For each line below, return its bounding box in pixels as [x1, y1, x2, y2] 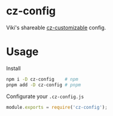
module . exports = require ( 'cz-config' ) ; [6, 104, 108, 110]
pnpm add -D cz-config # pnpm [6, 82, 81, 88]
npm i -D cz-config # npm [6, 76, 79, 82]
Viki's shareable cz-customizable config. [6, 24, 106, 31]
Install [6, 65, 21, 72]
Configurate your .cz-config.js [6, 93, 84, 100]
